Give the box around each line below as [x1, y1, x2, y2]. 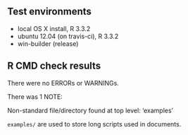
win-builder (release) [17, 39, 79, 48]
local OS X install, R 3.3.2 [17, 24, 91, 33]
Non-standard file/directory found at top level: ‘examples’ [7, 106, 174, 115]
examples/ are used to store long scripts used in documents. [7, 119, 182, 128]
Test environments [7, 6, 92, 18]
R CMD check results [7, 60, 101, 72]
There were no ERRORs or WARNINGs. [7, 78, 120, 87]
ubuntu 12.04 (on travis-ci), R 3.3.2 [17, 32, 119, 40]
